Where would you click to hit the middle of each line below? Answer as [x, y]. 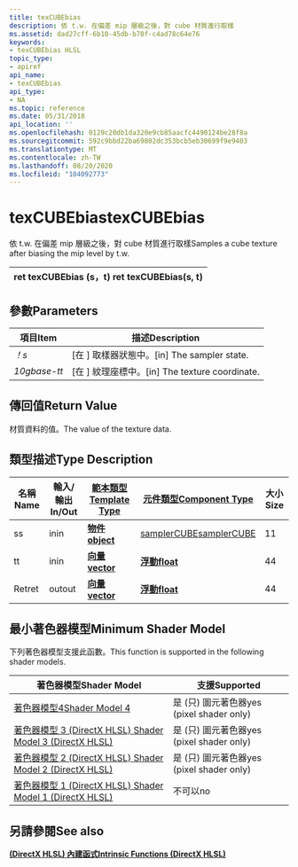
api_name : [27, 75]
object [101, 540]
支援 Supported [228, 685]
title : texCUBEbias [45, 17]
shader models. [38, 662]
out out [63, 589]
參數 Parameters [54, 311]
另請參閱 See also [57, 831]
